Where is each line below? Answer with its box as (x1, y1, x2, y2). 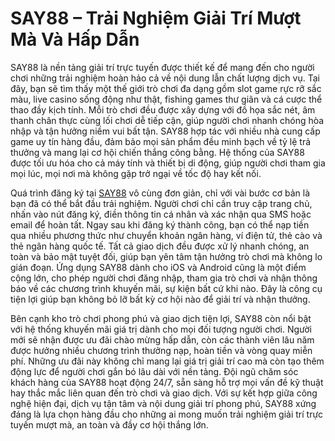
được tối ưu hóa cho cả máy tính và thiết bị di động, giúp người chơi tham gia (10, 157, 326, 169)
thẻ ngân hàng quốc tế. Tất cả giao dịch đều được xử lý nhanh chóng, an (10, 240, 310, 252)
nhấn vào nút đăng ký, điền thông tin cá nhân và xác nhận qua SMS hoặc (10, 208, 312, 220)
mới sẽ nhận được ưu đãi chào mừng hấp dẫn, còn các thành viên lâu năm (10, 333, 315, 346)
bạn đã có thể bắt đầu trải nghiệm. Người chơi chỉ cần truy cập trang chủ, (10, 197, 313, 209)
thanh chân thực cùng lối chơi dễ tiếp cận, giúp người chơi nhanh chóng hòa (10, 114, 325, 126)
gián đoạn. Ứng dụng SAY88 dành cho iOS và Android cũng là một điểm (10, 261, 307, 273)
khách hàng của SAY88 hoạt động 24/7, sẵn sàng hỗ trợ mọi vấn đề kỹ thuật (10, 376, 324, 388)
